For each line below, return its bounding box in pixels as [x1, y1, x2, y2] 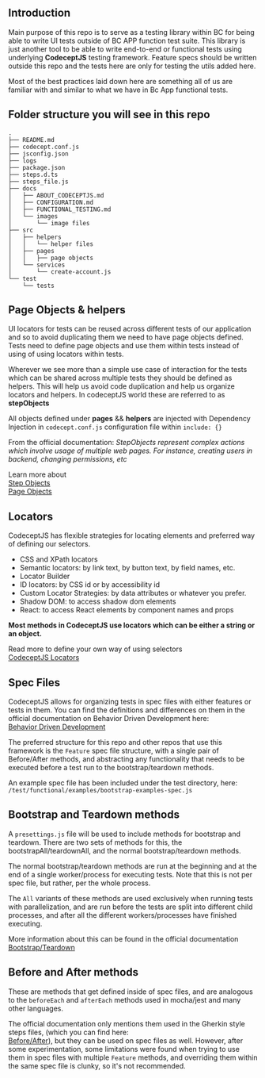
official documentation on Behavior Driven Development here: [8, 714, 210, 723]
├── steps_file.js [8, 178, 69, 186]
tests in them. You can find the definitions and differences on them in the [8, 705, 245, 715]
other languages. [8, 1003, 64, 1013]
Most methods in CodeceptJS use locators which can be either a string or [8, 620, 256, 630]
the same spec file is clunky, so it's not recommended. [8, 1061, 186, 1070]
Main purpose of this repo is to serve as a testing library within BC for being [8, 27, 255, 36]
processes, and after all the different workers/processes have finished [8, 910, 237, 919]
